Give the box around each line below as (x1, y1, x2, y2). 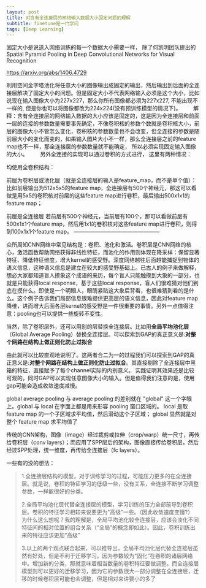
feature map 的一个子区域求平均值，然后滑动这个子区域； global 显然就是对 (6, 410, 197, 418)
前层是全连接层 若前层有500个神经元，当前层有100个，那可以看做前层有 (6, 213, 188, 220)
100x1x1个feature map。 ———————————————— (11, 228, 160, 235)
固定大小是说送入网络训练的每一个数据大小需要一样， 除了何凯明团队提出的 (6, 44, 196, 51)
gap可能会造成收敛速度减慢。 (6, 382, 81, 389)
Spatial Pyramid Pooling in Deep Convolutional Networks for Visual (6, 50, 175, 58)
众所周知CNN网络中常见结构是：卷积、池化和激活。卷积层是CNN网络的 (6, 241, 186, 248)
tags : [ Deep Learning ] (6, 26, 64, 32)
